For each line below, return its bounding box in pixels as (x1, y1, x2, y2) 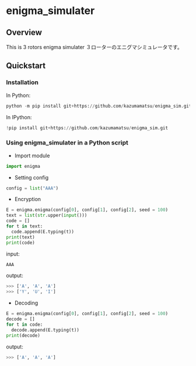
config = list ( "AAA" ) (6, 185, 59, 191)
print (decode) (6, 332, 41, 339)
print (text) (6, 234, 35, 240)
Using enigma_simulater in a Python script (6, 139, 128, 147)
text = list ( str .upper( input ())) (6, 212, 87, 219)
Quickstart (6, 61, 46, 71)
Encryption (14, 196, 41, 203)
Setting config (14, 174, 49, 181)
